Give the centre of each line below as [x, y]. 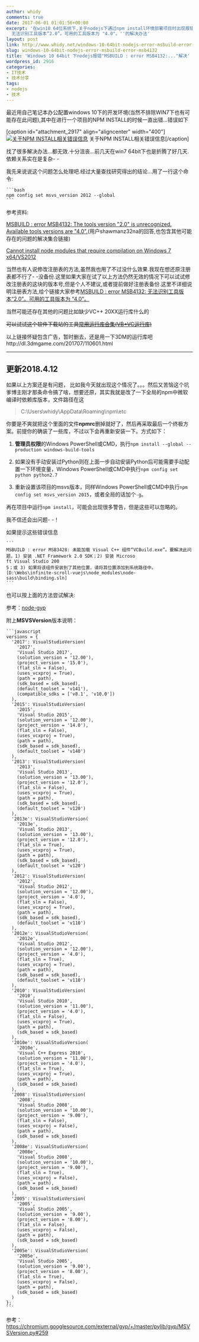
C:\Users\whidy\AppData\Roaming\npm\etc [73, 411]
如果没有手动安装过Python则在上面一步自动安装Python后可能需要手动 [99, 461]
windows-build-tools [69, 450]
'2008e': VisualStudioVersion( [50, 1146]
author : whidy [24, 12]
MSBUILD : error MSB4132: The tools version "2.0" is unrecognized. [89, 224]
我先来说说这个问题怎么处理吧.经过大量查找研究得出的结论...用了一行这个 [95, 171]
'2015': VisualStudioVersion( [49, 704]
